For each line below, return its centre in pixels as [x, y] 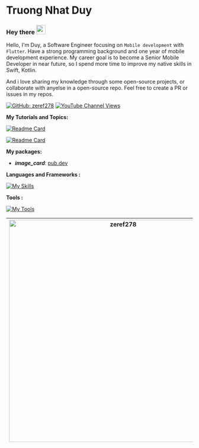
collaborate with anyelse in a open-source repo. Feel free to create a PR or [97, 88]
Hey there [21, 32]
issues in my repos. [30, 94]
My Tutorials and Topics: [37, 117]
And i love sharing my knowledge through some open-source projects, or [95, 82]
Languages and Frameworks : [44, 175]
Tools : [15, 198]
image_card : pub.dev [41, 163]
